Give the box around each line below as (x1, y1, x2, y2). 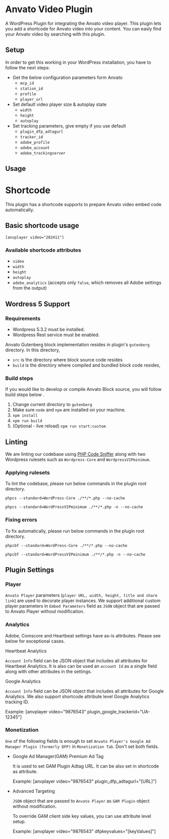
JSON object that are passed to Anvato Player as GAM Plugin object (12, 797, 150, 804)
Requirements (5, 315, 41, 322)
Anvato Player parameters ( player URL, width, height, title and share (5, 592, 158, 598)
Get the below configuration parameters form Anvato (12, 74, 123, 81)
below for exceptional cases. (5, 638, 65, 644)
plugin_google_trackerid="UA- (87, 708, 150, 714)
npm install (12, 413, 38, 418)
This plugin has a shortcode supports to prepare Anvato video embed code (5, 202, 161, 208)
